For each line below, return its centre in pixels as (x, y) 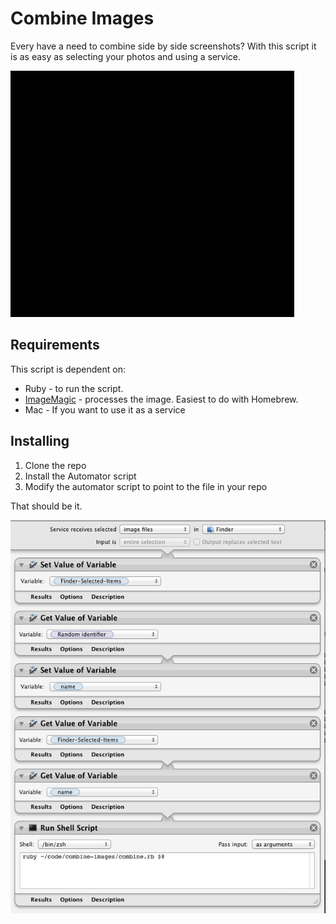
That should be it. (46, 506)
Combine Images (82, 18)
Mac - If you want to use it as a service (105, 409)
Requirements (55, 345)
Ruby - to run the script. (74, 388)
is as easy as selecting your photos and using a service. (125, 56)
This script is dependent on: (68, 369)
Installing (40, 441)
